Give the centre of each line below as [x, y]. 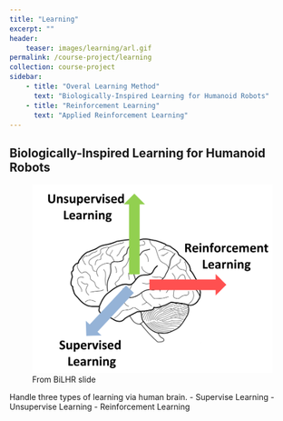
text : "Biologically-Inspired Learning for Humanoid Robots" [151, 95]
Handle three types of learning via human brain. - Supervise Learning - [142, 396]
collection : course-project [63, 67]
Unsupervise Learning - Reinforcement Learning [100, 406]
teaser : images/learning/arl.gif [89, 48]
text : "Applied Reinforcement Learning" [111, 115]
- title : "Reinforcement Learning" [93, 105]
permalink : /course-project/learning [81, 58]
